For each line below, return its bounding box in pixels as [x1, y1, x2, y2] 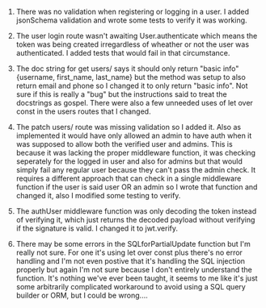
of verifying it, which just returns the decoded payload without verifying [15, 215, 255, 224]
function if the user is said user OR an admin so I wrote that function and [15, 182, 258, 192]
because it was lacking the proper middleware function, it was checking [15, 148, 256, 157]
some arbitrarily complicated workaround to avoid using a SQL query [15, 282, 247, 291]
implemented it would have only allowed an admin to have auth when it [15, 131, 252, 140]
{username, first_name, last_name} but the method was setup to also [15, 73, 247, 81]
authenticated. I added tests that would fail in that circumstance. [15, 48, 230, 57]
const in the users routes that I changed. [15, 106, 151, 116]
